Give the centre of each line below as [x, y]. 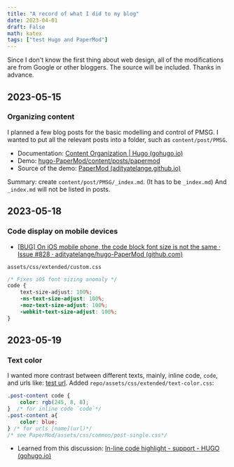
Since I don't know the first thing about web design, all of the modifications [116, 60]
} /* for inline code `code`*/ [54, 409]
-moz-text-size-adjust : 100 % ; [64, 305]
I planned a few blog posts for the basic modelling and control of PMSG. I [113, 132]
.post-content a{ [33, 415]
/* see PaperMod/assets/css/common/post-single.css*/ [88, 435]
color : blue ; [39, 422]
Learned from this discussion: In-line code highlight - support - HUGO [118, 448]
